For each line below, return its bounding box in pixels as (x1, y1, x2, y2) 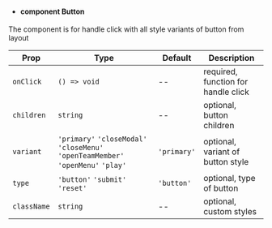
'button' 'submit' (57, 175, 127, 184)
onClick (12, 77, 42, 87)
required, (203, 66, 238, 77)
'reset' (57, 183, 87, 193)
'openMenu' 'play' (57, 161, 127, 170)
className (12, 202, 50, 211)
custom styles (203, 206, 257, 217)
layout (8, 33, 29, 43)
